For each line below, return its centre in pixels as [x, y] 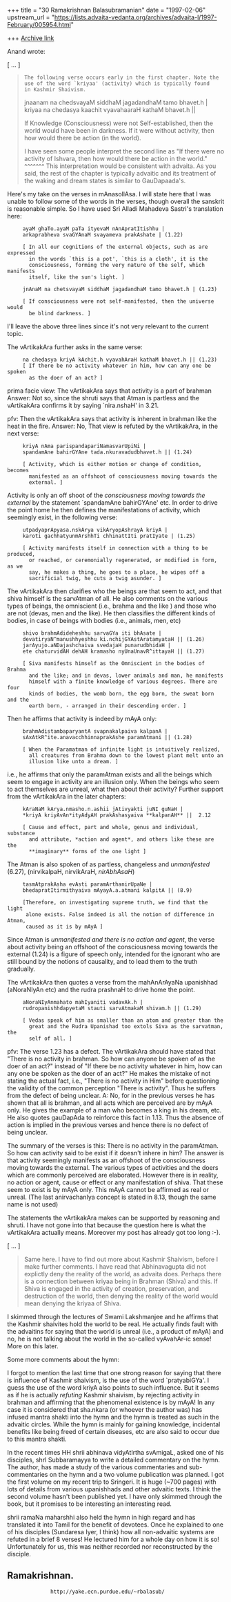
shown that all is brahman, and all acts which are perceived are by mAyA [110, 1103]
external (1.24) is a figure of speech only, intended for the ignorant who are [114, 954]
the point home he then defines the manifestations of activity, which [104, 510]
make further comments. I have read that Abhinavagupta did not [115, 1267]
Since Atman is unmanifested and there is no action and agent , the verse [111, 939]
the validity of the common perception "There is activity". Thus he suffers [111, 1088]
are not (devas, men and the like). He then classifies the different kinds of [111, 613]
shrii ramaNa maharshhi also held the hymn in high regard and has [101, 1517]
